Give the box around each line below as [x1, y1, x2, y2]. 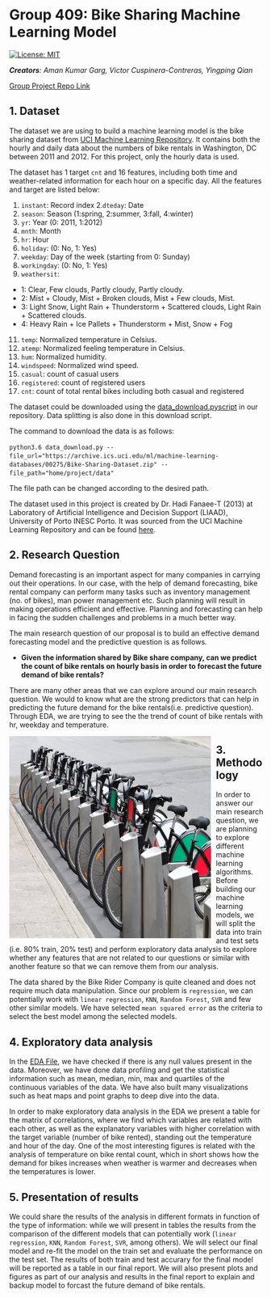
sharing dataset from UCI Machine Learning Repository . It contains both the [9, 134, 261, 144]
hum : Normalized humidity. [20, 352, 107, 361]
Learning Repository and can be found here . [9, 524, 156, 535]
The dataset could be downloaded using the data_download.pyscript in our [9, 402, 259, 412]
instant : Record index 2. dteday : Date [20, 200, 144, 209]
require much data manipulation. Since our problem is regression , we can [9, 986, 253, 996]
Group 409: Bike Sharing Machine [9, 6, 241, 24]
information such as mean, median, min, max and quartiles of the [9, 1074, 225, 1084]
